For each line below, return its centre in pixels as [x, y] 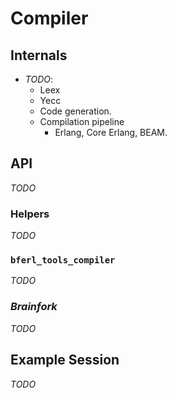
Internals [39, 55]
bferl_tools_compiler [63, 260]
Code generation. [75, 111]
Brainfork [34, 307]
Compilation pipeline [82, 121]
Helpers [30, 214]
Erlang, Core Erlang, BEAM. [111, 132]
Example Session [65, 360]
